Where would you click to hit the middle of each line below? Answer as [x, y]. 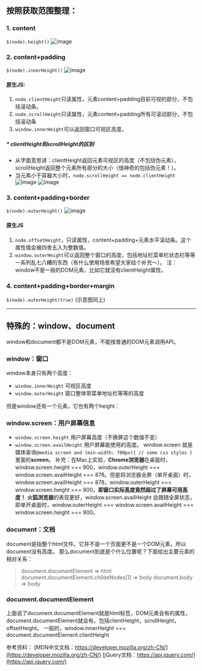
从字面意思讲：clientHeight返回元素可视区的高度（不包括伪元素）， [97, 161]
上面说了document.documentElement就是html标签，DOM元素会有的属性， [99, 613]
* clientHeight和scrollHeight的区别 [50, 144]
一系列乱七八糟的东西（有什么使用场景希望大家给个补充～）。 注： [96, 262]
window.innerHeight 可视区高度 [53, 386]
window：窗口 [27, 358]
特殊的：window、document [61, 326]
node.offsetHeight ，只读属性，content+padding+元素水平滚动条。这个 [103, 240]
